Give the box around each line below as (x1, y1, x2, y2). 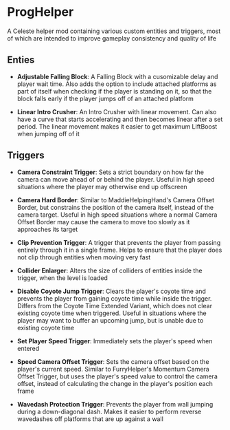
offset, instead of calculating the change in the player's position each (16, 379, 213, 387)
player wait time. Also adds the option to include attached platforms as (16, 80, 217, 88)
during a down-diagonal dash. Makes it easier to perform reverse (16, 407, 202, 416)
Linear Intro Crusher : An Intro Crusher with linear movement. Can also (16, 107, 217, 116)
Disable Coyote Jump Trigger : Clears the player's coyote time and (16, 287, 206, 295)
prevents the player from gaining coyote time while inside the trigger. (16, 294, 212, 303)
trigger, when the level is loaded (16, 273, 108, 282)
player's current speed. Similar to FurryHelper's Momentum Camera (16, 365, 209, 373)
